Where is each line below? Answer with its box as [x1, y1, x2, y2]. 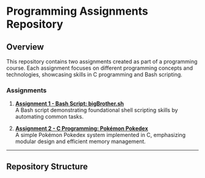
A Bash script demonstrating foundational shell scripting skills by [15, 106, 178, 114]
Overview [6, 42, 45, 52]
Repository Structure [6, 161, 88, 172]
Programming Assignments [6, 4, 148, 18]
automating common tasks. [15, 113, 84, 121]
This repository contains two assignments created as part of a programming [6, 58, 198, 65]
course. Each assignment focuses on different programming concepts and [6, 64, 193, 72]
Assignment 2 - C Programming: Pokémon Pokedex [15, 125, 148, 132]
